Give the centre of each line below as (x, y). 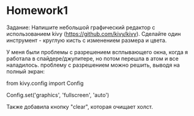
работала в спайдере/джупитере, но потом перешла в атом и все (92, 58)
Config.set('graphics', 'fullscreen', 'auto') (58, 95)
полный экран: (25, 71)
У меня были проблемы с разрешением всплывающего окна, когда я (97, 52)
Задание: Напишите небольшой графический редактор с (81, 27)
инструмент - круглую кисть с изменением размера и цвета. (87, 40)
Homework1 (37, 11)
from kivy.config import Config (45, 83)
